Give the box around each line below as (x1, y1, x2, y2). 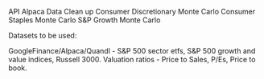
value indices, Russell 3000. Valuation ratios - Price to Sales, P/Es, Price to (8, 55, 256, 64)
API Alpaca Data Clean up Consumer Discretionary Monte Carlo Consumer (8, 7, 256, 16)
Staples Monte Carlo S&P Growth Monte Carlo (8, 15, 161, 25)
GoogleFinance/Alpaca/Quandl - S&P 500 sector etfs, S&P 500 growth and (8, 46, 256, 55)
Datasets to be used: (8, 31, 77, 40)
